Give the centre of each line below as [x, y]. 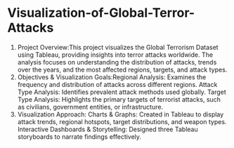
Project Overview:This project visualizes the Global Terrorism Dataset [118, 47]
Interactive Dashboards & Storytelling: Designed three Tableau [108, 129]
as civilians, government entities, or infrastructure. [90, 107]
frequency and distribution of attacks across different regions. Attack [117, 84]
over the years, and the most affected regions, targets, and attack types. [122, 69]
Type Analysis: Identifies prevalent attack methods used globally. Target [122, 92]
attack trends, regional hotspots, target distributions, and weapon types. [122, 121]
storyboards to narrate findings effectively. [79, 136]
